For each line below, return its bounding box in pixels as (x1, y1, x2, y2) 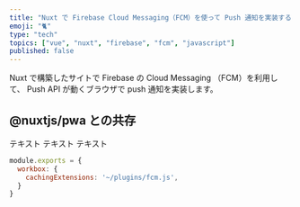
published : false (9, 47, 75, 56)
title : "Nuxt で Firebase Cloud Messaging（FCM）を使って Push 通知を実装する (9, 13, 292, 22)
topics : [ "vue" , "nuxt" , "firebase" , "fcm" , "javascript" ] (9, 38, 235, 48)
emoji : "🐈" (9, 22, 52, 31)
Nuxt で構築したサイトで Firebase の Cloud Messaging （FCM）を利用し (9, 73, 278, 84)
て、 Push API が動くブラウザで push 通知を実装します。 (9, 84, 218, 94)
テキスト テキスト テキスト (9, 138, 108, 148)
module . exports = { (9, 156, 83, 165)
